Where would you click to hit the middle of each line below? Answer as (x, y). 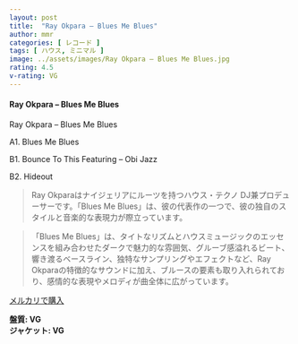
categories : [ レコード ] (55, 43)
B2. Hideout (31, 176)
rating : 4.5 (31, 68)
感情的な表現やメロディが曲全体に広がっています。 (140, 281)
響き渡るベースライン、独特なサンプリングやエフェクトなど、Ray (151, 258)
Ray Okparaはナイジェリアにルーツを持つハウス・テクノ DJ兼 (145, 194)
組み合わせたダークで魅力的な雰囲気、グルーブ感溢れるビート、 (172, 247)
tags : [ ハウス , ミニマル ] (57, 51)
